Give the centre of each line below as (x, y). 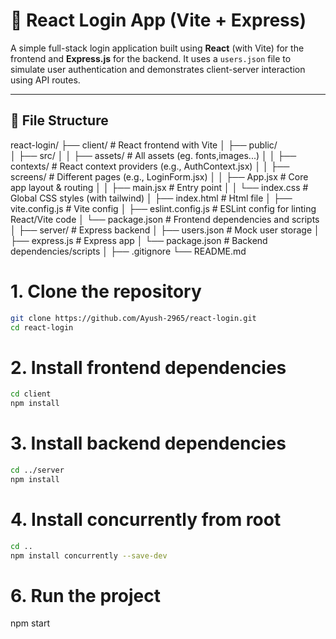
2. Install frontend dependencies (148, 367)
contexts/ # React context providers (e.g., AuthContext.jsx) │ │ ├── (150, 166)
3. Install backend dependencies (148, 443)
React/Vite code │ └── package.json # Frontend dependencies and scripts (165, 219)
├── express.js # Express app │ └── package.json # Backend (139, 240)
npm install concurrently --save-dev (89, 555)
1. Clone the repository (106, 291)
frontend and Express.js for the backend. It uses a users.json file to (151, 58)
